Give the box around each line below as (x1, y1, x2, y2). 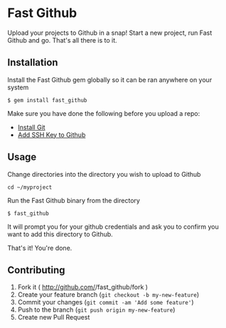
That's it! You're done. (7, 244, 72, 252)
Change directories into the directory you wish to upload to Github (7, 170, 201, 178)
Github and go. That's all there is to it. (7, 35, 117, 44)
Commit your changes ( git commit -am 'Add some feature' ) (17, 298, 194, 307)
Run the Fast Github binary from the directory (7, 196, 141, 204)
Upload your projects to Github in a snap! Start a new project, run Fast (7, 28, 212, 37)
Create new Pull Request (17, 313, 90, 322)
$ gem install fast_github (7, 97, 87, 104)
